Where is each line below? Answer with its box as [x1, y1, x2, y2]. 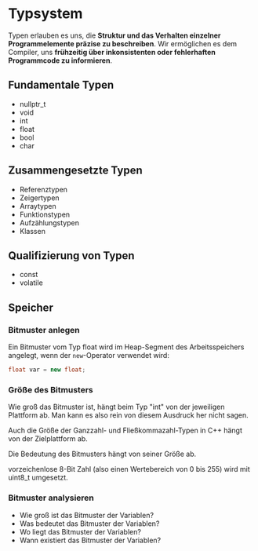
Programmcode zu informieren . [8, 56, 112, 65]
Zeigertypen [19, 193, 60, 203]
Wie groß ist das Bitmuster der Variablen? [19, 510, 154, 520]
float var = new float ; [8, 366, 86, 374]
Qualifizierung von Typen [8, 249, 135, 262]
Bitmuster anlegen [8, 324, 80, 335]
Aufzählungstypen [19, 217, 80, 228]
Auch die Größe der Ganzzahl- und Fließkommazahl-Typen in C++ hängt [8, 425, 243, 436]
